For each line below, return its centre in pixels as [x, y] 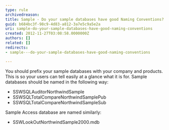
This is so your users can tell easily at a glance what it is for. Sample [76, 76]
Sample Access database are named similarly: [53, 112]
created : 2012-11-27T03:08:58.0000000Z [47, 33]
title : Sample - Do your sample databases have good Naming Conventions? [85, 19]
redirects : [17, 48]
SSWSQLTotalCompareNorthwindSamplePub [59, 97]
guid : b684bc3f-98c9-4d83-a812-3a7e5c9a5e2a [53, 24]
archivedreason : [22, 15]
